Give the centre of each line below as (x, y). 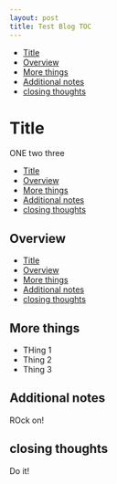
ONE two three (37, 153)
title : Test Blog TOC (51, 26)
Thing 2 (37, 360)
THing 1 (37, 350)
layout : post (34, 18)
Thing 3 (37, 370)
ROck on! (27, 420)
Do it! (20, 470)
